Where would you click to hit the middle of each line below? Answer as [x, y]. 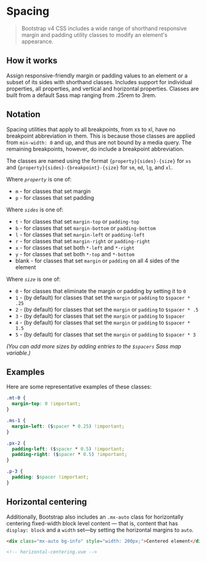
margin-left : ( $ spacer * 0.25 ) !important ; [68, 426]
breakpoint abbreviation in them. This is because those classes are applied [101, 136]
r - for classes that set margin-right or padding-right [83, 241]
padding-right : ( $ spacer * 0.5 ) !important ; [70, 455]
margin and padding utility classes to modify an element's [94, 34]
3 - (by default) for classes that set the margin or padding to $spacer [100, 316]
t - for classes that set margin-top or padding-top [77, 221]
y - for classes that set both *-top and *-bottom [75, 254]
